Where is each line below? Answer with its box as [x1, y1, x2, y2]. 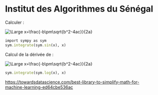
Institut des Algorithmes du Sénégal [5, 3, 154, 15]
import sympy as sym [5, 38, 47, 43]
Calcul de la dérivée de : [5, 51, 54, 57]
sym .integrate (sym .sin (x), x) [5, 43, 67, 47]
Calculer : [5, 19, 24, 25]
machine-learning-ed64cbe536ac [5, 84, 73, 90]
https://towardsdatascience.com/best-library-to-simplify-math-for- [5, 79, 140, 85]
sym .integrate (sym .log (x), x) [5, 70, 67, 75]
